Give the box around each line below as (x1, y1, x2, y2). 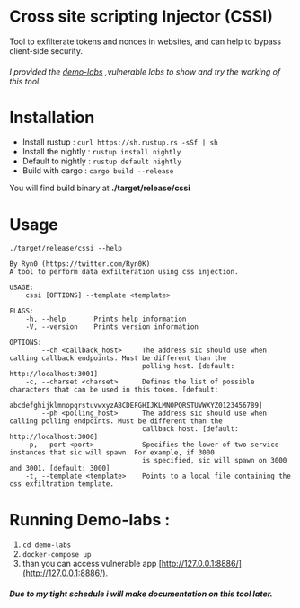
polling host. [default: (142, 362, 235, 371)
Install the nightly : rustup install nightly (22, 146, 181, 157)
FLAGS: (9, 307, 34, 316)
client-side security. (9, 45, 84, 56)
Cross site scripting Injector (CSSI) (9, 6, 274, 27)
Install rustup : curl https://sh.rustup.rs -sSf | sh (22, 137, 218, 147)
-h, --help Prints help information (25, 314, 187, 324)
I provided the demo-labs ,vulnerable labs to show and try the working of (9, 66, 281, 77)
